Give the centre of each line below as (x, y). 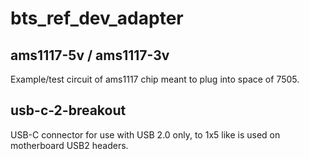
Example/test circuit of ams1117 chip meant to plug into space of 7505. (155, 79)
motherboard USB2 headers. (69, 145)
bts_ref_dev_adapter (97, 18)
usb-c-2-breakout (68, 110)
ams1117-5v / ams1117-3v (90, 55)
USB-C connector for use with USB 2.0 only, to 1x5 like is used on (145, 134)
